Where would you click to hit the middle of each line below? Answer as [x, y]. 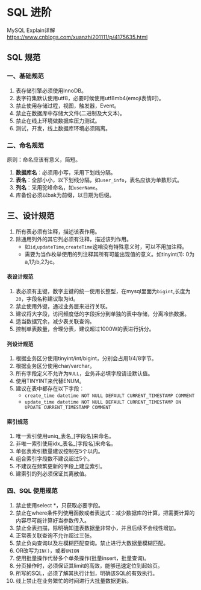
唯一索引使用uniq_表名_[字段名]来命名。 [65, 436]
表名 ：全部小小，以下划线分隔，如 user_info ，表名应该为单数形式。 [99, 180]
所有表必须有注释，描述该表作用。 [58, 231]
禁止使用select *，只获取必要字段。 [60, 505]
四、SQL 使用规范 [32, 491]
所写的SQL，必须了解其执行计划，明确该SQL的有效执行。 [87, 573]
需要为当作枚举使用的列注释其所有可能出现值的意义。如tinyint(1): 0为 [110, 254]
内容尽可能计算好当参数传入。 [52, 520]
